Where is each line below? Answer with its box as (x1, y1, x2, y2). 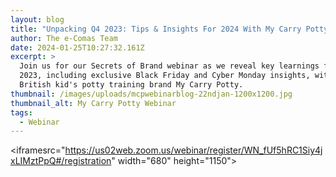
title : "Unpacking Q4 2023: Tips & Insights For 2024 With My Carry (10, 24, 302, 34)
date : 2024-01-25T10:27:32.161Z (10, 42, 145, 53)
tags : (10, 107, 33, 118)
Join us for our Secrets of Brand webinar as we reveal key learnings (19, 61, 320, 71)
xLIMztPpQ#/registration (10, 155, 112, 167)
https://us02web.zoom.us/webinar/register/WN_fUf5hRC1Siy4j (64, 144, 323, 156)
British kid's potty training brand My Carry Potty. (19, 80, 244, 90)
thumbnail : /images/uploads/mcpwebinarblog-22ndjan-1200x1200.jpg (10, 89, 293, 99)
